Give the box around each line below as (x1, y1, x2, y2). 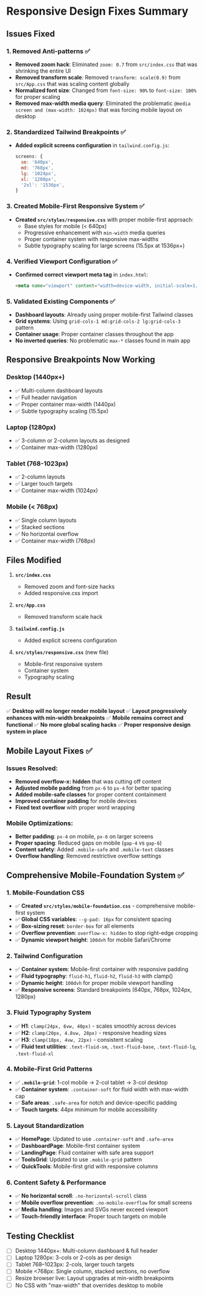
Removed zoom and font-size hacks (24, 583, 115, 590)
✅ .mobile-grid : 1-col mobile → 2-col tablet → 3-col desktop (15, 1078, 168, 1086)
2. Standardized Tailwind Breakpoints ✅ (6, 128, 126, 136)
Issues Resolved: (6, 764, 58, 773)
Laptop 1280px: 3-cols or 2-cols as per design (15, 1254, 132, 1261)
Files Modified (6, 555, 62, 566)
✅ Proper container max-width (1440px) (15, 400, 116, 408)
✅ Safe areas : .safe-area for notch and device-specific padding (15, 1098, 177, 1106)
